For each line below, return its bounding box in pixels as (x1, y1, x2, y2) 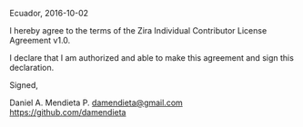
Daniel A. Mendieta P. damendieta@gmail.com (9, 97, 184, 108)
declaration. (9, 63, 55, 73)
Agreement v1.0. (9, 35, 71, 45)
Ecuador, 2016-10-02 (9, 8, 89, 18)
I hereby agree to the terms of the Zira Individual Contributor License (9, 25, 268, 35)
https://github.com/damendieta (9, 107, 126, 117)
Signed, (9, 80, 38, 90)
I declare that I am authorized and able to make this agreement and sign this (9, 53, 294, 63)
